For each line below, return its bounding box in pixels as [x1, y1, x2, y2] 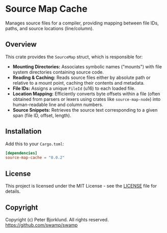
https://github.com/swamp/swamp [5, 222, 78, 228]
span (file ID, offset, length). [12, 112, 71, 118]
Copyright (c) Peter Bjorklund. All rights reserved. [5, 216, 109, 222]
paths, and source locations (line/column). [5, 25, 94, 31]
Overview [5, 40, 37, 49]
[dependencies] [5, 150, 38, 156]
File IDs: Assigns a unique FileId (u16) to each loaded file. [12, 85, 136, 91]
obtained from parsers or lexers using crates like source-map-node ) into [12, 96, 161, 102]
